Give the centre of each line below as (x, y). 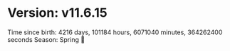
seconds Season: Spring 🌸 (46, 39)
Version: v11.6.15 (58, 13)
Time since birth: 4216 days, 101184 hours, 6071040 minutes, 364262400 (115, 32)
